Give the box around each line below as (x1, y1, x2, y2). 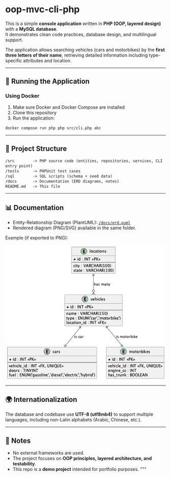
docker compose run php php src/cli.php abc (5, 125, 101, 131)
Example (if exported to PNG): (5, 235, 68, 241)
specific (5, 57, 22, 63)
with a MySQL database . (5, 26, 58, 32)
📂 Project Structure (5, 144, 67, 153)
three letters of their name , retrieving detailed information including (5, 52, 148, 58)
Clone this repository (12, 109, 57, 115)
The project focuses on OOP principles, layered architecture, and (12, 456, 152, 462)
